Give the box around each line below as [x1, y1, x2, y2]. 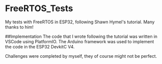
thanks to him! [5, 24, 34, 30]
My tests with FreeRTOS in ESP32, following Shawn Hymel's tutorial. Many [5, 19, 155, 25]
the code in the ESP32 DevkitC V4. [5, 44, 75, 49]
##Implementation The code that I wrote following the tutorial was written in [5, 33, 158, 39]
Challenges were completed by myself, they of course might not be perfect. [5, 53, 157, 59]
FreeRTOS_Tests [5, 3, 73, 14]
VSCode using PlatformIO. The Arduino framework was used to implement [5, 38, 154, 44]
